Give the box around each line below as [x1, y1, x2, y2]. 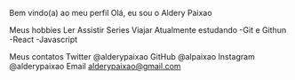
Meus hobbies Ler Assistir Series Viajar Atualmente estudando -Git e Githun [9, 25, 287, 35]
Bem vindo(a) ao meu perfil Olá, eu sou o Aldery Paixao [9, 8, 212, 18]
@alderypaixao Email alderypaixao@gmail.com [9, 61, 181, 71]
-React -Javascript [9, 35, 78, 44]
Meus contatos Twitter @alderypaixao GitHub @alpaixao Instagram [9, 52, 255, 61]
